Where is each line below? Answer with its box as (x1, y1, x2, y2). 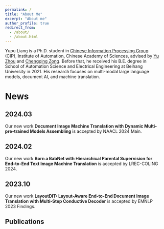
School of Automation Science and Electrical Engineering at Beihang (5, 63, 143, 69)
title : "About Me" (5, 12, 43, 17)
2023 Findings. (5, 203, 36, 209)
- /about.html (9, 35, 38, 40)
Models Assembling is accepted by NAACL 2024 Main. (29, 128, 142, 134)
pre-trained (5, 128, 29, 134)
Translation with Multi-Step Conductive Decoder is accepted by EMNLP (5, 198, 153, 204)
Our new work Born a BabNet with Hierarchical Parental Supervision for (5, 155, 153, 161)
